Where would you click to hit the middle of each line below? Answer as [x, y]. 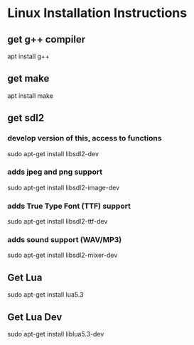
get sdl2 [26, 118]
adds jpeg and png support [55, 172]
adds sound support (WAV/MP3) [65, 240]
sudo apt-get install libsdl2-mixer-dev [63, 255]
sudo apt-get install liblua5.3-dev [56, 334]
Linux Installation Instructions [97, 13]
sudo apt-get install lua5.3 [45, 295]
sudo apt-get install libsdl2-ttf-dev [58, 221]
